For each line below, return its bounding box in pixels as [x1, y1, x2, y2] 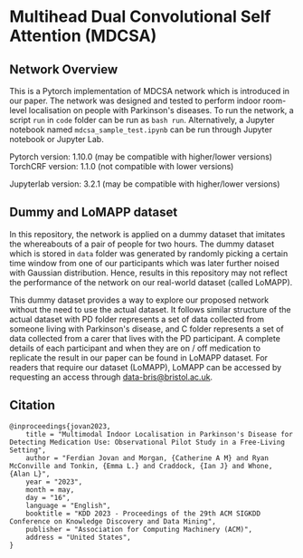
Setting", [9, 446, 47, 455]
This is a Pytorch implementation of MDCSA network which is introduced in [9, 86, 290, 96]
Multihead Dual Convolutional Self [9, 6, 271, 27]
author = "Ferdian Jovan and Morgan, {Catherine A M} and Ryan [25, 453, 270, 463]
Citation [9, 398, 56, 413]
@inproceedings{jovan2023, [9, 421, 111, 431]
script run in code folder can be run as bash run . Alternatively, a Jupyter [9, 115, 275, 125]
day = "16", [25, 493, 71, 502]
